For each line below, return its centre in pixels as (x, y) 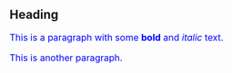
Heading (34, 15)
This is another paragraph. (66, 58)
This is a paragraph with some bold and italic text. (117, 37)
